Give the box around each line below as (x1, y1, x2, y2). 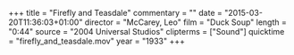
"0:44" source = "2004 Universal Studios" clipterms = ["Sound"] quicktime (8, 27, 285, 36)
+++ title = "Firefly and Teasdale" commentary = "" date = (8, 8, 223, 18)
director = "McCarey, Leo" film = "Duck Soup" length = (84, 17, 287, 27)
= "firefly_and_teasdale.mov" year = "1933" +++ (8, 35, 185, 46)
